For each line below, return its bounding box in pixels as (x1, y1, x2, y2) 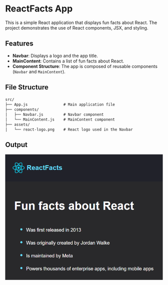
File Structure (5, 83, 48, 91)
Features (5, 39, 33, 48)
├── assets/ (5, 122, 30, 127)
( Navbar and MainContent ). (12, 68, 66, 74)
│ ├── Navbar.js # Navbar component (5, 112, 104, 117)
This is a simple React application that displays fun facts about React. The (5, 19, 157, 25)
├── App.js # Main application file (5, 102, 115, 107)
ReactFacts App (5, 3, 73, 14)
